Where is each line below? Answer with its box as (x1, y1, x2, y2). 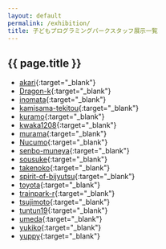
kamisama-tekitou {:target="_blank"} (18, 104, 140, 113)
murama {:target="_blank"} (18, 129, 107, 139)
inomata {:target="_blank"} (18, 95, 107, 104)
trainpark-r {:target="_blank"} (18, 189, 115, 198)
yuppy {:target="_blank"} (18, 231, 101, 241)
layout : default (7, 11, 62, 20)
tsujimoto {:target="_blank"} (18, 198, 110, 207)
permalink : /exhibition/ (7, 19, 91, 27)
